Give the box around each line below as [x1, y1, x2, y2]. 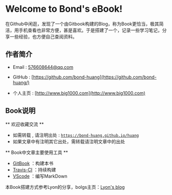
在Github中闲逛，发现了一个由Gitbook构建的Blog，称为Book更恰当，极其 [5, 21, 160, 27]
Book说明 [5, 106, 36, 115]
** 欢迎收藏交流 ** [5, 121, 44, 127]
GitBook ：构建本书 [12, 160, 54, 166]
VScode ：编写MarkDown [12, 173, 68, 179]
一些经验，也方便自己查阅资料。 [9, 33, 77, 40]
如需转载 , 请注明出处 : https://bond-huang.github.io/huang [12, 132, 139, 138]
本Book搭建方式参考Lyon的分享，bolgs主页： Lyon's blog [5, 184, 125, 190]
